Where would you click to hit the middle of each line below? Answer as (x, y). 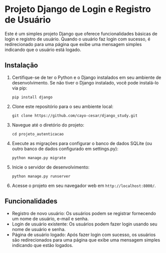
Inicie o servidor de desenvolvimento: (50, 167)
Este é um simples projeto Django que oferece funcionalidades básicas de (81, 33)
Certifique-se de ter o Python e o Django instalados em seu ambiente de (86, 77)
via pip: (19, 88)
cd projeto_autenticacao (38, 134)
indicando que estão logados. (42, 245)
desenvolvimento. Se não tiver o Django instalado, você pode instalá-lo (85, 82)
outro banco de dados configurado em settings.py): (65, 148)
